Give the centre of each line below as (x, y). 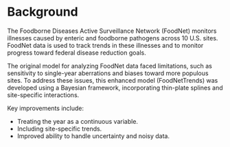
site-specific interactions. (43, 95)
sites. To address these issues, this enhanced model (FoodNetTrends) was (113, 80)
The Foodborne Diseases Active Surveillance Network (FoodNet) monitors (112, 31)
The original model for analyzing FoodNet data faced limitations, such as (110, 66)
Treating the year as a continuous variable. (78, 121)
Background (43, 12)
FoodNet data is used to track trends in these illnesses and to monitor (105, 45)
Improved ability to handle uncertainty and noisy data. (93, 136)
